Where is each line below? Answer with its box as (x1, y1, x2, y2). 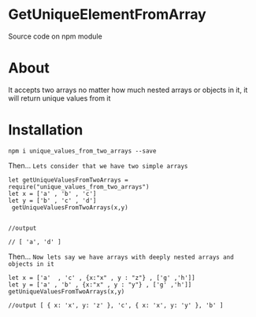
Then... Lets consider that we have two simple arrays (8, 160, 188, 170)
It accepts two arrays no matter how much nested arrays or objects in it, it (8, 85, 248, 94)
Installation (8, 121, 83, 139)
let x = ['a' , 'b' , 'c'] (8, 190, 97, 197)
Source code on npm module (8, 31, 102, 41)
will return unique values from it (8, 93, 111, 103)
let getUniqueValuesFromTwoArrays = (8, 175, 128, 184)
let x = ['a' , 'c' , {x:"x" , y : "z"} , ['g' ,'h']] (8, 274, 195, 282)
